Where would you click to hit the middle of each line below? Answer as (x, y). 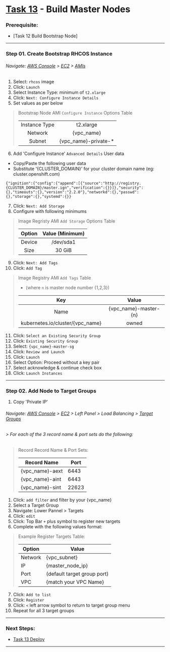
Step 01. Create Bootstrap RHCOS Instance (59, 54)
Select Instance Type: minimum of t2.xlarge (59, 92)
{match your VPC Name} (75, 582)
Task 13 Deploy (29, 639)
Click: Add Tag (27, 268)
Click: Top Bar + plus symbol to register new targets (67, 521)
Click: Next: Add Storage (39, 206)
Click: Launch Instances (38, 373)
